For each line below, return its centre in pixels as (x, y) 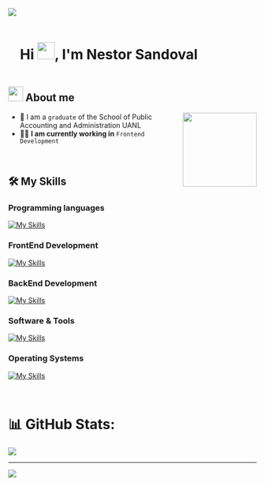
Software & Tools (41, 320)
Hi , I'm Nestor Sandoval (109, 55)
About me (50, 98)
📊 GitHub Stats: (62, 424)
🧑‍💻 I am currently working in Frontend (82, 133)
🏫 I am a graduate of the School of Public (86, 117)
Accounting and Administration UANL (80, 125)
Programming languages (56, 208)
